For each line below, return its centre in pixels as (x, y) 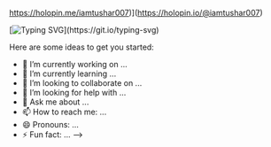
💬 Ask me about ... (55, 102)
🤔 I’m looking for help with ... (74, 93)
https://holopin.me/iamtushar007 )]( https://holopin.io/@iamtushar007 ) (136, 13)
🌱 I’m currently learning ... (69, 73)
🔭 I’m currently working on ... (74, 64)
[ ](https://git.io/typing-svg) (84, 30)
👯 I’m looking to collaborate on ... (82, 83)
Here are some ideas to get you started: (82, 47)
